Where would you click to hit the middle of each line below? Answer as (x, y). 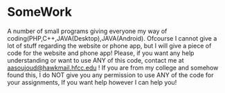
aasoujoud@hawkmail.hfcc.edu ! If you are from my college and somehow (113, 68)
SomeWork (40, 12)
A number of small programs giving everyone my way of (87, 31)
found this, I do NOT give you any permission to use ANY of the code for (110, 75)
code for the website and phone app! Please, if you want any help (101, 53)
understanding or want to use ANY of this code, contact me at (96, 60)
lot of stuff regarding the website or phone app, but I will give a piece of (109, 45)
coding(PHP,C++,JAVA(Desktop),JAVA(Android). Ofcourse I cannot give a (112, 38)
